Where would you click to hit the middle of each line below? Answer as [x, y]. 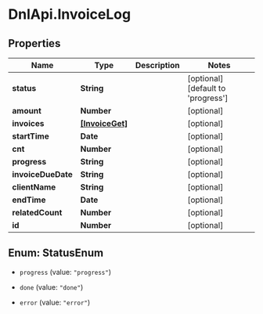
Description [158, 65]
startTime [31, 136]
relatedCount [37, 213]
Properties [34, 43]
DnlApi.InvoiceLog [70, 14]
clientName [34, 187]
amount [27, 111]
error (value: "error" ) [55, 302]
